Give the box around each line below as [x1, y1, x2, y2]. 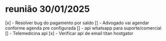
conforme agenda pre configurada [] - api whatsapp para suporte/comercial [5, 25, 162, 31]
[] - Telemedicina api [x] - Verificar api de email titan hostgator [5, 30, 134, 36]
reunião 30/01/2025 [5, 3, 90, 15]
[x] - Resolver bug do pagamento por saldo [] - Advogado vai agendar [5, 20, 150, 26]
